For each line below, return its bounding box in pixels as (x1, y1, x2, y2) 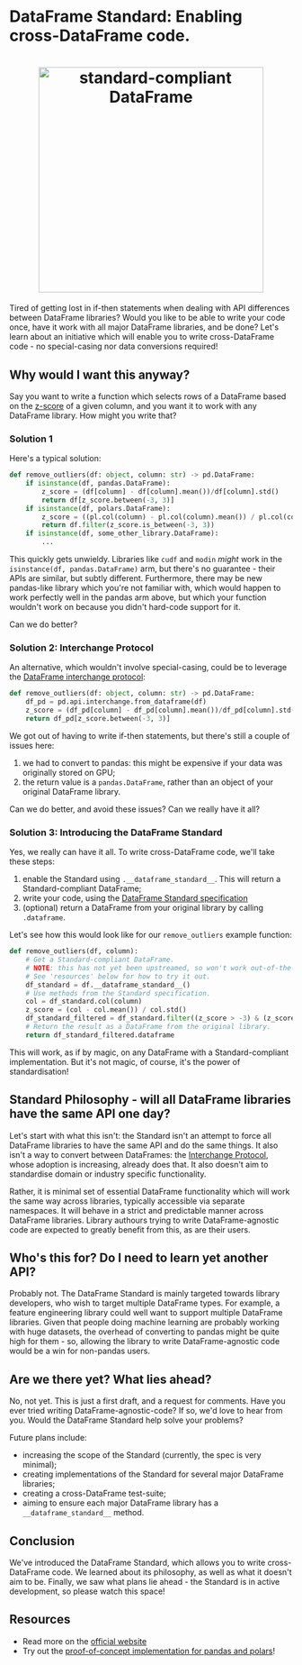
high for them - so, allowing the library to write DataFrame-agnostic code (9, 1336, 280, 1347)
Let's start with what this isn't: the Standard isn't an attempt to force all (9, 1130, 271, 1141)
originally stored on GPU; (22, 767, 116, 778)
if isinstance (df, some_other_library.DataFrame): (25, 529, 219, 538)
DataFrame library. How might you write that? (9, 410, 177, 421)
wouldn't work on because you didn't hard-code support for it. (9, 602, 241, 613)
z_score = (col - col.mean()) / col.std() (25, 1005, 187, 1014)
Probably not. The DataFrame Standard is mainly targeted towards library (9, 1288, 280, 1299)
